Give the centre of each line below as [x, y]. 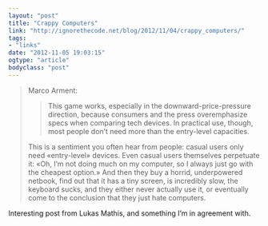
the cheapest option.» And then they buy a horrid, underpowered [135, 172]
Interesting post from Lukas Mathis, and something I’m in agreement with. [130, 213]
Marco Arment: [53, 90]
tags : [17, 38]
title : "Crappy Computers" [53, 23]
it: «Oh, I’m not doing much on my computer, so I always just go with [140, 164]
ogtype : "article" [39, 61]
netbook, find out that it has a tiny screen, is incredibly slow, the [133, 180]
